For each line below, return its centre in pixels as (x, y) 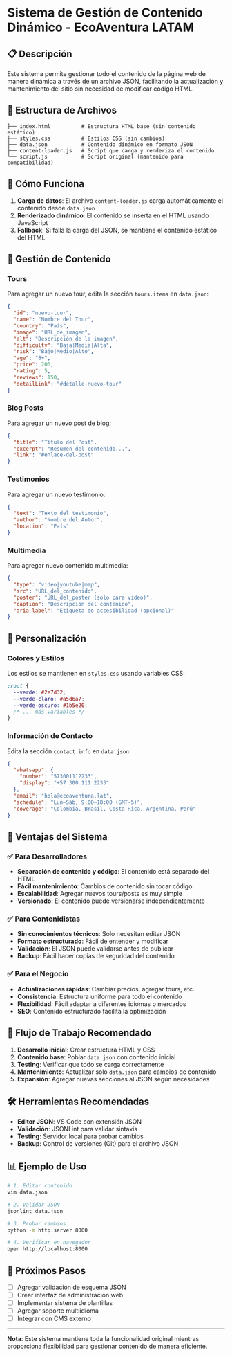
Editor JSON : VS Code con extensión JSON (79, 1122)
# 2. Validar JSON (33, 1205)
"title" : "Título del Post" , (55, 442)
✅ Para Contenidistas (44, 919)
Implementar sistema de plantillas (65, 1303)
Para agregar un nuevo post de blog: (59, 423)
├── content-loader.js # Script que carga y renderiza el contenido (111, 150)
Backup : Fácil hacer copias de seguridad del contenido (96, 956)
